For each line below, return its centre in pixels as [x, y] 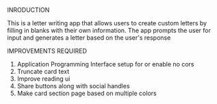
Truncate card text [43, 71]
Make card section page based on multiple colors [87, 93]
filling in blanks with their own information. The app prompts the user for [109, 30]
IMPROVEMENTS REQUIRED [47, 51]
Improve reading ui [43, 79]
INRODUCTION [28, 10]
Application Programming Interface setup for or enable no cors [105, 64]
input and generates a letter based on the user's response [89, 38]
